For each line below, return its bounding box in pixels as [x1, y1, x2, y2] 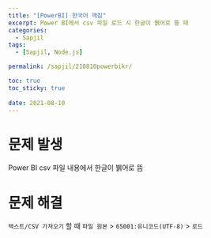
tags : [8, 41, 26, 49]
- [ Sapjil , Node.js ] [15, 48, 83, 56]
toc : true [8, 77, 41, 85]
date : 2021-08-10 [8, 99, 66, 107]
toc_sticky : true [8, 84, 66, 92]
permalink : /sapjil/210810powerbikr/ [8, 62, 133, 71]
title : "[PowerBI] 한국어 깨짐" [8, 11, 107, 20]
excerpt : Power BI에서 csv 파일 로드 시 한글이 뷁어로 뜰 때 [8, 19, 189, 27]
